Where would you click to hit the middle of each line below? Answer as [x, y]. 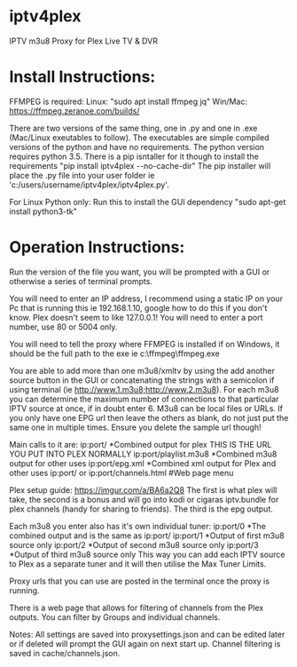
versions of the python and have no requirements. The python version [137, 147]
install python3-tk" [43, 211]
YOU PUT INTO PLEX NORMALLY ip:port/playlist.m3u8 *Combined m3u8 [143, 454]
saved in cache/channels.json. [65, 653]
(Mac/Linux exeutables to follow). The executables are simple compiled [139, 137]
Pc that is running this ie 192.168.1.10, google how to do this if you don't [138, 307]
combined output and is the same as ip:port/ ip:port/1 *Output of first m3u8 [147, 536]
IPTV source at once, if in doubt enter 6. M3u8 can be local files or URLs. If [146, 408]
